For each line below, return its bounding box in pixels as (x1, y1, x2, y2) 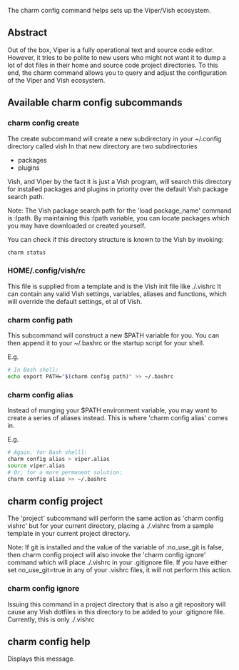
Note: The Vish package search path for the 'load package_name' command (7, 206, 232, 215)
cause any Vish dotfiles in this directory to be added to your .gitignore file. (7, 607, 225, 616)
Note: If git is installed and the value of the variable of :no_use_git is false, (7, 543, 224, 552)
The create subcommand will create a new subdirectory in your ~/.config (7, 134, 222, 143)
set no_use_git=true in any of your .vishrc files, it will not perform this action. (7, 566, 232, 574)
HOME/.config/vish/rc (7, 265, 86, 275)
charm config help (7, 635, 91, 648)
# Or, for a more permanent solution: (7, 469, 123, 476)
